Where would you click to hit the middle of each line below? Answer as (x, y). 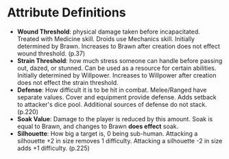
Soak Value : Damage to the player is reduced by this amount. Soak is (115, 119)
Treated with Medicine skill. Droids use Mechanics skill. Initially (106, 38)
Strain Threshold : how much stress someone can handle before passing (120, 60)
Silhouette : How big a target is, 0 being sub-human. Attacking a (107, 133)
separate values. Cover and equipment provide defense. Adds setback (117, 97)
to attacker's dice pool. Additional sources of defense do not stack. (112, 104)
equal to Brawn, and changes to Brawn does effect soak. (98, 126)
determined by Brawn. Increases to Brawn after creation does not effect (119, 46)
